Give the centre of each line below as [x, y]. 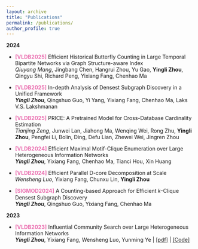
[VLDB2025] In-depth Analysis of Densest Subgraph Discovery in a [98, 88]
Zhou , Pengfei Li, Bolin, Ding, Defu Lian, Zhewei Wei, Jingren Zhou [97, 137]
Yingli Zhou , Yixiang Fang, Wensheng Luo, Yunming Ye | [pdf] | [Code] [102, 240]
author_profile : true [33, 28]
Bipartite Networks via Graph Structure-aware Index [79, 63]
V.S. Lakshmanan [36, 107]
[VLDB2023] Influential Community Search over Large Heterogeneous [102, 227]
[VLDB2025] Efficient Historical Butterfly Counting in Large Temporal [100, 57]
